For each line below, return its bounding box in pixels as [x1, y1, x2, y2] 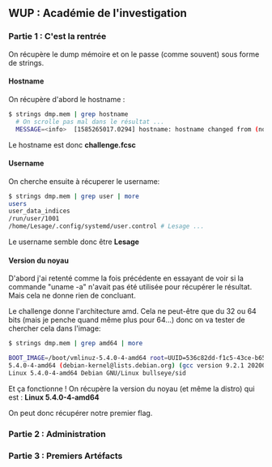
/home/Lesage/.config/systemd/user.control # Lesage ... [8, 222, 205, 230]
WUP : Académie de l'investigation [8, 6, 188, 20]
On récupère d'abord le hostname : [8, 94, 125, 104]
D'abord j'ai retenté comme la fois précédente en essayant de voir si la [8, 273, 244, 283]
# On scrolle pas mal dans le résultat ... [15, 118, 164, 126]
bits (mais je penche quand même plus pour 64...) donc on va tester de [8, 315, 245, 325]
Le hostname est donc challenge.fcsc [8, 139, 136, 149]
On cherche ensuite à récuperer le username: [8, 176, 160, 186]
